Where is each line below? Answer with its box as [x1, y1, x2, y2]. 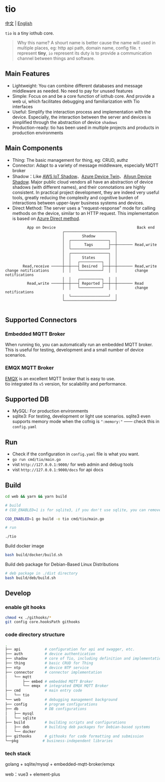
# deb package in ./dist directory [5, 571, 78, 576]
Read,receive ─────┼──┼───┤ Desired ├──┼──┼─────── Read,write [23, 264, 157, 269]
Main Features [5, 70, 50, 78]
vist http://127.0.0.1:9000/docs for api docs [12, 467, 104, 473]
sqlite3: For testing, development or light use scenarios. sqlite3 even [12, 413, 151, 419]
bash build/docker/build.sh [5, 552, 63, 558]
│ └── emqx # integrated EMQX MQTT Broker [5, 684, 109, 689]
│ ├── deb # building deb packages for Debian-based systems [5, 724, 151, 730]
